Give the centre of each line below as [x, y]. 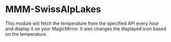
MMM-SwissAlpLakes [53, 9]
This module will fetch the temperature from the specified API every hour [82, 23]
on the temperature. [26, 34]
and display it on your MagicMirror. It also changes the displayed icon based [86, 28]
